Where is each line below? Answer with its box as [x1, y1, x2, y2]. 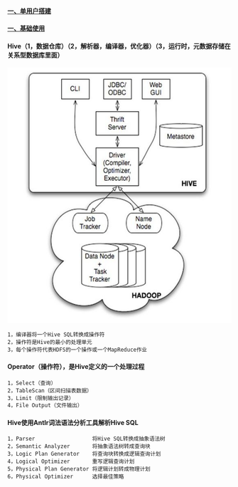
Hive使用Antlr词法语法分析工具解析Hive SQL [7, 418, 139, 426]
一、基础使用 [7, 24, 45, 33]
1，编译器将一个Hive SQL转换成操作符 [7, 331, 105, 338]
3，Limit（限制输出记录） [7, 394, 75, 402]
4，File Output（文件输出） [7, 402, 83, 409]
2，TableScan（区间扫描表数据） [7, 387, 92, 394]
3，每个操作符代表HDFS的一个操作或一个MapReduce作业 [7, 346, 148, 353]
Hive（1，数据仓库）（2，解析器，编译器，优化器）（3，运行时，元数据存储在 [7, 41, 231, 50]
